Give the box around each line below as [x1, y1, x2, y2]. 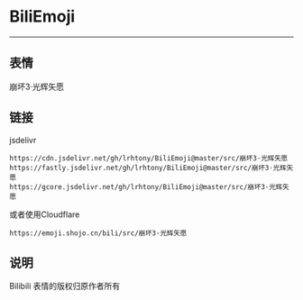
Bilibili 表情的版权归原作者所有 [9, 281, 121, 292]
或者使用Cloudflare [9, 209, 80, 220]
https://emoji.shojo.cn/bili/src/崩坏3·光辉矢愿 [9, 228, 188, 238]
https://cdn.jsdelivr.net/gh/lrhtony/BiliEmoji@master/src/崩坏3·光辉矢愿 [9, 153, 289, 163]
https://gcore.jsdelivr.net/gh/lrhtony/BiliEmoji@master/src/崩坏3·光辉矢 [9, 182, 290, 191]
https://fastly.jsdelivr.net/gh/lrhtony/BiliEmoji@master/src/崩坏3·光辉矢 [9, 163, 294, 172]
